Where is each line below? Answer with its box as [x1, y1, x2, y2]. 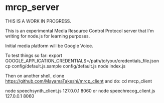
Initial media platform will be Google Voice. [5, 42, 94, 48]
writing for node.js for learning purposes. [5, 33, 90, 39]
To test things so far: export [5, 52, 63, 58]
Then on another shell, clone [5, 72, 64, 78]
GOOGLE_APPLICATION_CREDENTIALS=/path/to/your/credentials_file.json [5, 57, 159, 63]
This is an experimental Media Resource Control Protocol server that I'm [5, 27, 154, 33]
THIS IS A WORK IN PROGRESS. [5, 18, 72, 24]
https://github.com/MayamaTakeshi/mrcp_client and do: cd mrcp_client [5, 78, 152, 84]
